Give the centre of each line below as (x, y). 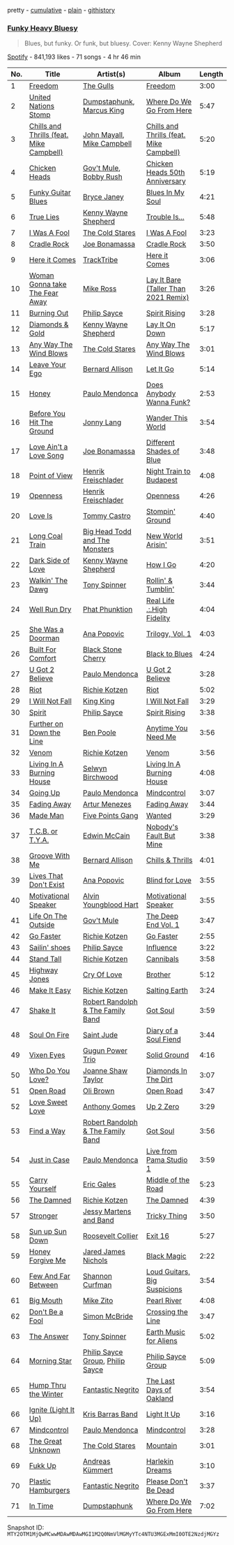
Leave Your (47, 365)
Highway (44, 970)
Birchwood (100, 777)
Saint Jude (100, 1035)
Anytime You (167, 728)
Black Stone (102, 649)
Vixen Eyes (47, 1055)
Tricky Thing (166, 1216)
